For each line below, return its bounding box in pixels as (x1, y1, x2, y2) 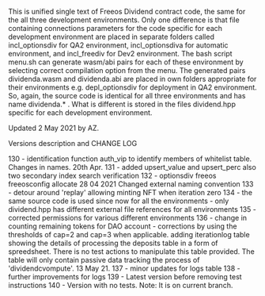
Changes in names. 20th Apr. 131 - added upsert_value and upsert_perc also (8, 163, 257, 171)
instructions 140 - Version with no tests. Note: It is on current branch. (8, 281, 233, 290)
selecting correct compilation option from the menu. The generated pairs (8, 66, 246, 75)
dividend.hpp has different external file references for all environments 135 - (8, 205, 257, 213)
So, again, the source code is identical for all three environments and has (8, 91, 246, 100)
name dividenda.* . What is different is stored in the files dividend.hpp (8, 99, 236, 109)
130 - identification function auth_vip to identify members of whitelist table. (8, 154, 252, 163)
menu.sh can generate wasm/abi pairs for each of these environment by (8, 57, 244, 67)
